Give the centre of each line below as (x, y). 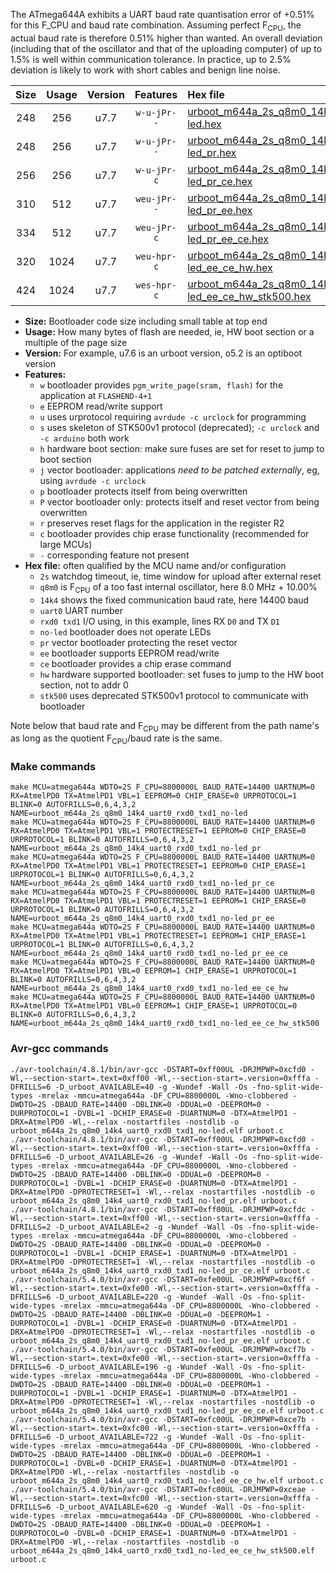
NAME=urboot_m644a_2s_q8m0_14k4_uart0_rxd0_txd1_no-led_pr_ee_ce (149, 954)
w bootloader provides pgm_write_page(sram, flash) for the (161, 385)
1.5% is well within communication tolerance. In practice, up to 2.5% (151, 59)
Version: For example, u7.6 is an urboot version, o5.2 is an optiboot (163, 353)
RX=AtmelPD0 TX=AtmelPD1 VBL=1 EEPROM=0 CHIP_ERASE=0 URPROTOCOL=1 (154, 796)
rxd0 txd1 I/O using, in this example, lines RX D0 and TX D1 (159, 621)
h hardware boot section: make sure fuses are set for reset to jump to (182, 448)
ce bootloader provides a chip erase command (135, 663)
